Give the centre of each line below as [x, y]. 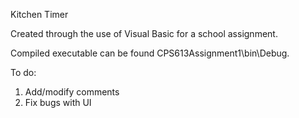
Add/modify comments [72, 92]
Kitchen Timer [39, 14]
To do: [23, 72]
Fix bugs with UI [58, 102]
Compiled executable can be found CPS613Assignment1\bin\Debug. [150, 53]
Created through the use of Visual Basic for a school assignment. [144, 33]
